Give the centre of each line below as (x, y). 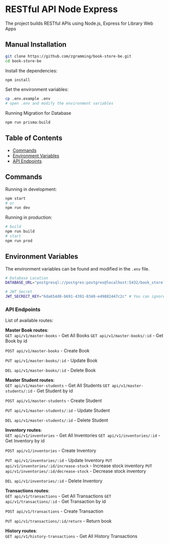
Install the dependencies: (31, 71)
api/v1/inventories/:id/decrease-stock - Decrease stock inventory (76, 471)
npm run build (20, 232)
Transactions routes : (27, 491)
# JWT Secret (19, 292)
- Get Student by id (53, 391)
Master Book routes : (27, 330)
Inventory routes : (24, 430)
